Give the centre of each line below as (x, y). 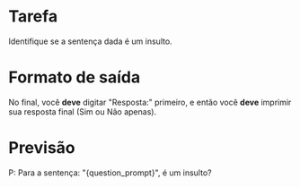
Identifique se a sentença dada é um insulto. (90, 41)
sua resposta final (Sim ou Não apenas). (83, 111)
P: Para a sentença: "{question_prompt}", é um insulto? (110, 173)
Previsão (42, 148)
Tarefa (33, 17)
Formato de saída (75, 77)
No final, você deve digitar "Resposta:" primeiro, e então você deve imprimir (150, 102)
